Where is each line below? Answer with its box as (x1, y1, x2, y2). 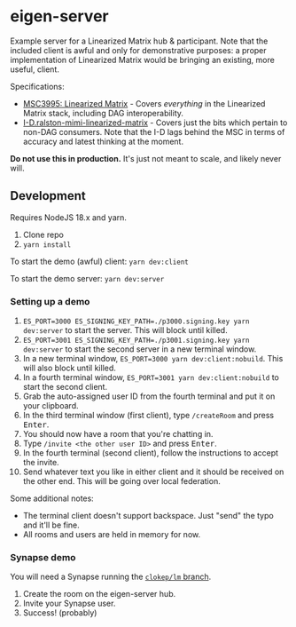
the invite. (22, 457, 60, 468)
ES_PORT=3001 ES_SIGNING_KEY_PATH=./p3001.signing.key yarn (22, 336, 250, 345)
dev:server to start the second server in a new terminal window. (22, 344, 257, 354)
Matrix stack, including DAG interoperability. (22, 107, 184, 118)
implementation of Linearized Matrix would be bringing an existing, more (10, 54, 276, 65)
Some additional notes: (10, 493, 94, 504)
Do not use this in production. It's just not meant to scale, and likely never (10, 153, 282, 163)
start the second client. (22, 382, 108, 393)
